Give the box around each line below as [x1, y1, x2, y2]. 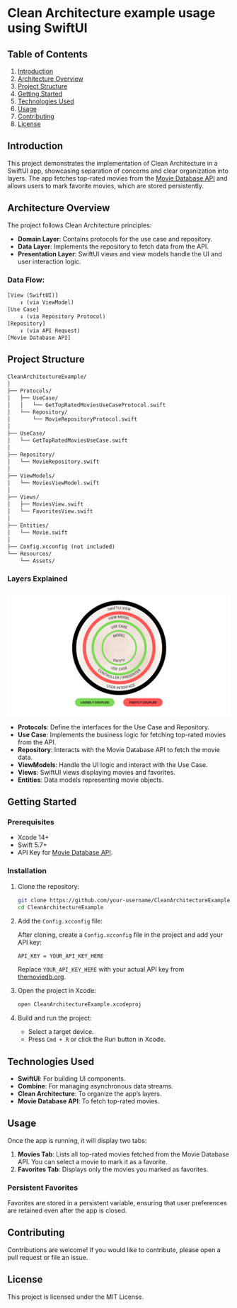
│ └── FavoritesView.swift [7, 508, 93, 515]
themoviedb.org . [17, 972, 66, 982]
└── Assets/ [20, 557, 55, 564]
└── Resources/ [7, 550, 52, 557]
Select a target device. [28, 1028, 94, 1036]
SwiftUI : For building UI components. [17, 1074, 126, 1083]
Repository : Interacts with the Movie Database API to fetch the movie [17, 745, 221, 753]
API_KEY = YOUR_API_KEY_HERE [17, 952, 104, 960]
